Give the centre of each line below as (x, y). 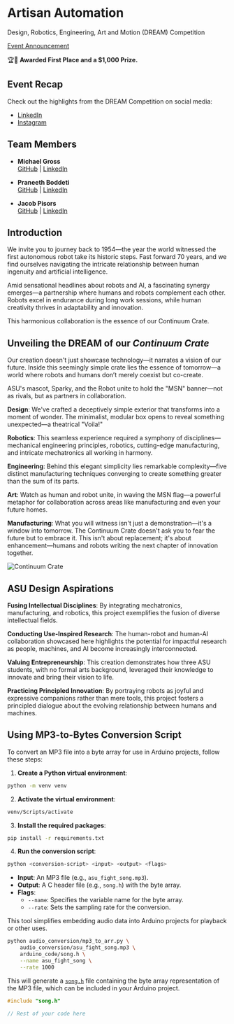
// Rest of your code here (46, 1014)
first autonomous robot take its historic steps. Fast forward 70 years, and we (117, 257)
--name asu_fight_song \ (56, 960)
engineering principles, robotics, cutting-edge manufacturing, (131, 445)
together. (20, 553)
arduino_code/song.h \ (53, 954)
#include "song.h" (34, 1001)
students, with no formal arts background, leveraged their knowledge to (110, 669)
